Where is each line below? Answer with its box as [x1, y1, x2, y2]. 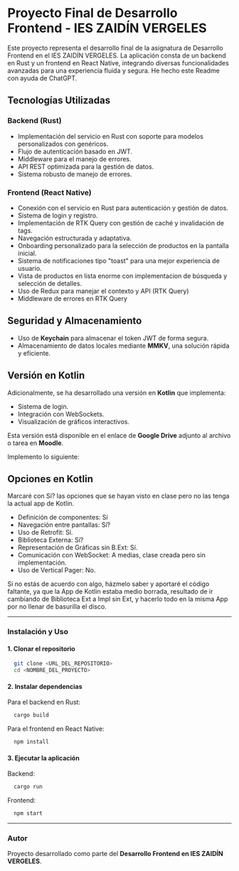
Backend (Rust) [7, 116, 62, 126]
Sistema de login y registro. [17, 211, 98, 220]
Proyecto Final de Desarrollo [7, 5, 178, 21]
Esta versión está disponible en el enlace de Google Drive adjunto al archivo [7, 431, 231, 439]
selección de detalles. [17, 279, 83, 287]
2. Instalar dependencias [7, 682, 83, 690]
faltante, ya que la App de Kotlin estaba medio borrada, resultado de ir [7, 587, 213, 596]
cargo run [14, 784, 43, 791]
